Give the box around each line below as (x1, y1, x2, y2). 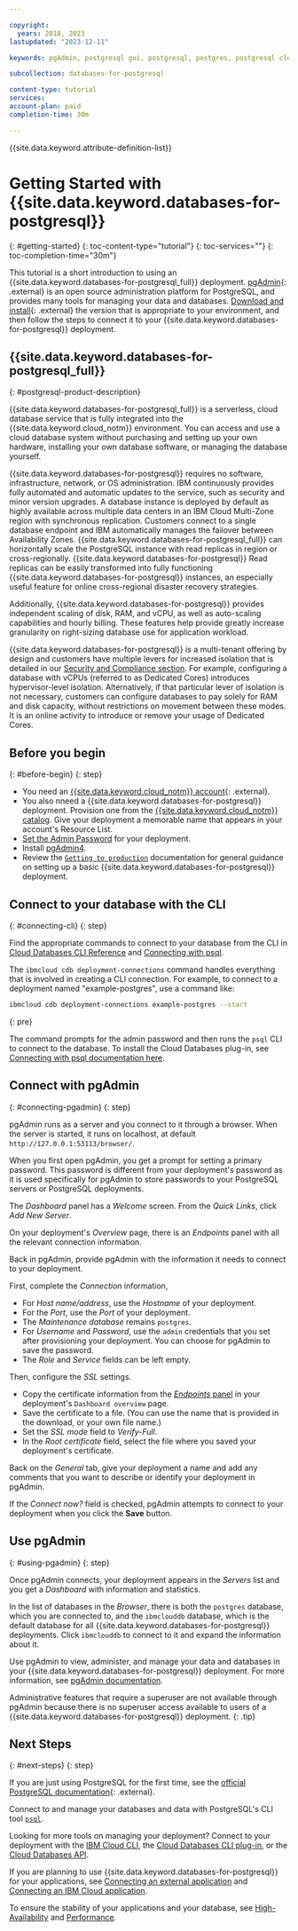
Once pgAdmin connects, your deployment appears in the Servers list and (9, 1574, 280, 1585)
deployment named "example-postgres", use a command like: (9, 983, 235, 993)
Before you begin (9, 745, 106, 760)
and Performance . (50, 1912, 117, 1923)
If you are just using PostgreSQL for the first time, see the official (9, 1777, 247, 1788)
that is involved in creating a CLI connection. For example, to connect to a (9, 974, 278, 984)
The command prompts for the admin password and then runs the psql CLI (9, 1033, 283, 1044)
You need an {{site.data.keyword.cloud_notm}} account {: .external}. (21, 787, 271, 797)
